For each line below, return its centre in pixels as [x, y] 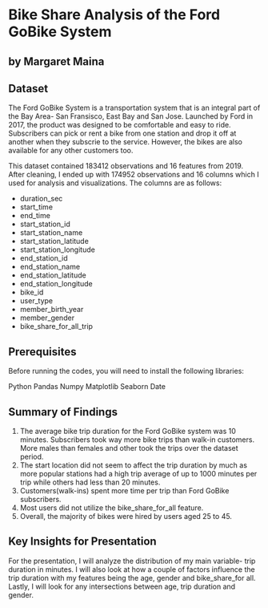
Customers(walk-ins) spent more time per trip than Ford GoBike [124, 491]
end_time [35, 216]
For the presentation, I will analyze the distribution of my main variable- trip [132, 561]
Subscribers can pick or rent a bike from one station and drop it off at [122, 133]
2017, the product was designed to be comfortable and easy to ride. [120, 125]
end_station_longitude [56, 284]
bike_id [32, 292]
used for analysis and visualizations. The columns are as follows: [115, 183]
